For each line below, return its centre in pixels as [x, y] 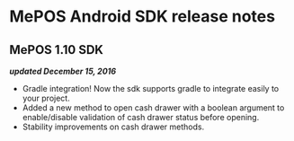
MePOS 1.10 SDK [56, 50]
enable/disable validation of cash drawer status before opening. [141, 117]
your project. [46, 98]
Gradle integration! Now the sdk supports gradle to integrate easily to [151, 88]
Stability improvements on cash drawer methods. [113, 127]
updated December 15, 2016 [63, 71]
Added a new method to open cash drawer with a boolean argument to [153, 108]
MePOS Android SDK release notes [143, 17]
